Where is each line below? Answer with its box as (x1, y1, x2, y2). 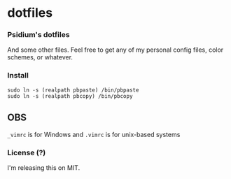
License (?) (7, 148, 46, 157)
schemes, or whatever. (7, 53, 73, 62)
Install (7, 71, 29, 80)
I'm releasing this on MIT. (7, 163, 80, 172)
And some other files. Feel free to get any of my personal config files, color (7, 45, 224, 54)
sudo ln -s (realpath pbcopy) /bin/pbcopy (7, 92, 133, 99)
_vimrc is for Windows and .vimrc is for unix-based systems (7, 130, 181, 138)
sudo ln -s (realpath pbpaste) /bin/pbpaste (7, 86, 139, 94)
